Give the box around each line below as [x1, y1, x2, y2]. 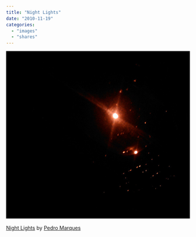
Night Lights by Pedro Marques [6, 225, 81, 232]
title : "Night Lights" [6, 9, 61, 15]
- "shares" [11, 34, 38, 40]
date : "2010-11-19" [6, 15, 54, 22]
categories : [6, 22, 35, 27]
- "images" [11, 28, 38, 34]
